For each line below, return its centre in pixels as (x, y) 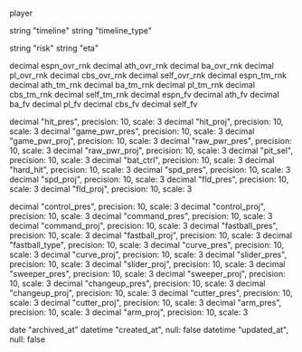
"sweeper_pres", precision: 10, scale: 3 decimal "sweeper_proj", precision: (148, 274)
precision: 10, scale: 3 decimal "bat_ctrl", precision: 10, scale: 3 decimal (142, 160)
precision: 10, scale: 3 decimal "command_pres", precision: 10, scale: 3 (141, 216)
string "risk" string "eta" (54, 48)
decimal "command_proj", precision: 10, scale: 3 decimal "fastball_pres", (144, 226)
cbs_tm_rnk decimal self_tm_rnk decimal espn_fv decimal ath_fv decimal (145, 95)
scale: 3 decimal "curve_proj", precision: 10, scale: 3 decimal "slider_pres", (148, 254)
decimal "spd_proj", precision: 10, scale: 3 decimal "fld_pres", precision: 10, (149, 179)
